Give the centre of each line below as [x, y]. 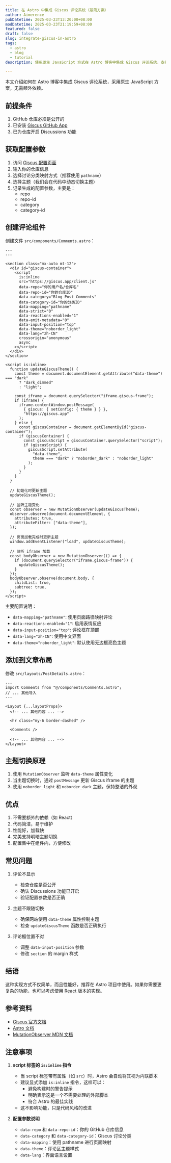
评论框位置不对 [28, 936]
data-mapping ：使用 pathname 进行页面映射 [66, 1142]
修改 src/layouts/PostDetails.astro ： [46, 673]
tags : [11, 43]
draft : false [19, 34]
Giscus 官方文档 [30, 1022]
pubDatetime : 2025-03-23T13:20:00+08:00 [49, 19]
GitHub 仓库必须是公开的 [38, 119]
